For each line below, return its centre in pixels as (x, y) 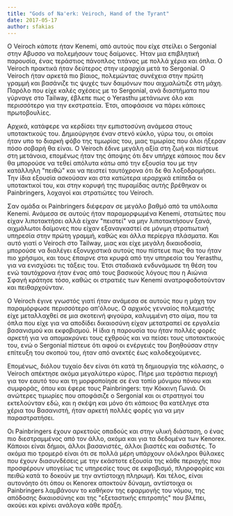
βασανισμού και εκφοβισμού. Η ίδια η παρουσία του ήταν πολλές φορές (112, 330)
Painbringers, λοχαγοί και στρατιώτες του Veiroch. (81, 193)
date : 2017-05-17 (32, 20)
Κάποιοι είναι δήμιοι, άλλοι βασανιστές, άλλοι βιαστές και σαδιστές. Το (112, 446)
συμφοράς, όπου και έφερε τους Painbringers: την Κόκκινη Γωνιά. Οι (106, 388)
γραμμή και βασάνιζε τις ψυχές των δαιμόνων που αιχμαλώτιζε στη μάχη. (115, 83)
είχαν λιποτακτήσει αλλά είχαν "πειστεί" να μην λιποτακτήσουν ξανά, (110, 221)
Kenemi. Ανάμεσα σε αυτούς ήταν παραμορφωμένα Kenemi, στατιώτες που (116, 213)
